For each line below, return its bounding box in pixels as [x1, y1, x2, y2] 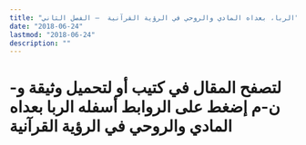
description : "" [9, 38, 71, 48]
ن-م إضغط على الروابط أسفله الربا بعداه [9, 97, 280, 118]
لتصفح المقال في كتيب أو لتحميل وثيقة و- [9, 78, 282, 98]
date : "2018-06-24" [9, 22, 84, 31]
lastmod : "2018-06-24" [9, 30, 96, 39]
